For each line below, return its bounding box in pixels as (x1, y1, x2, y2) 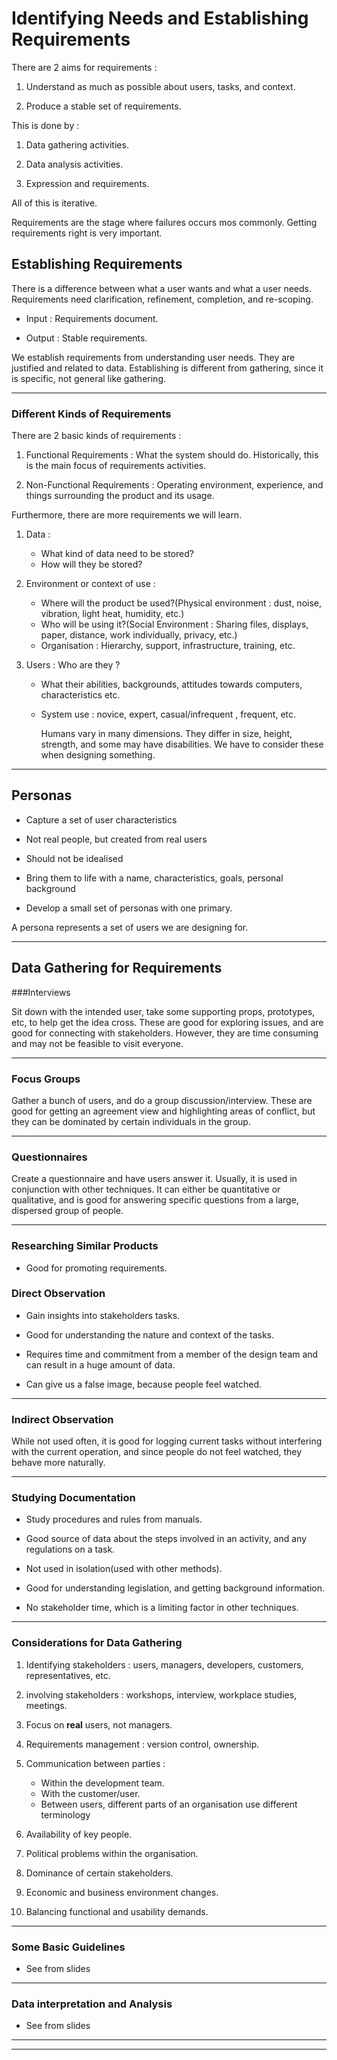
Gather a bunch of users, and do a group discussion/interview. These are (11, 1094, 313, 1106)
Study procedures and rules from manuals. (25, 1513, 203, 1526)
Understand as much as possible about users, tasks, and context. (25, 80, 296, 92)
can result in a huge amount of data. (25, 1358, 176, 1371)
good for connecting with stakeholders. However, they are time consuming (11, 1027, 319, 1039)
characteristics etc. (40, 689, 121, 701)
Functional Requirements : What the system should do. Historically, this (25, 449, 319, 461)
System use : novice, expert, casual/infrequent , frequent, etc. (40, 708, 297, 721)
